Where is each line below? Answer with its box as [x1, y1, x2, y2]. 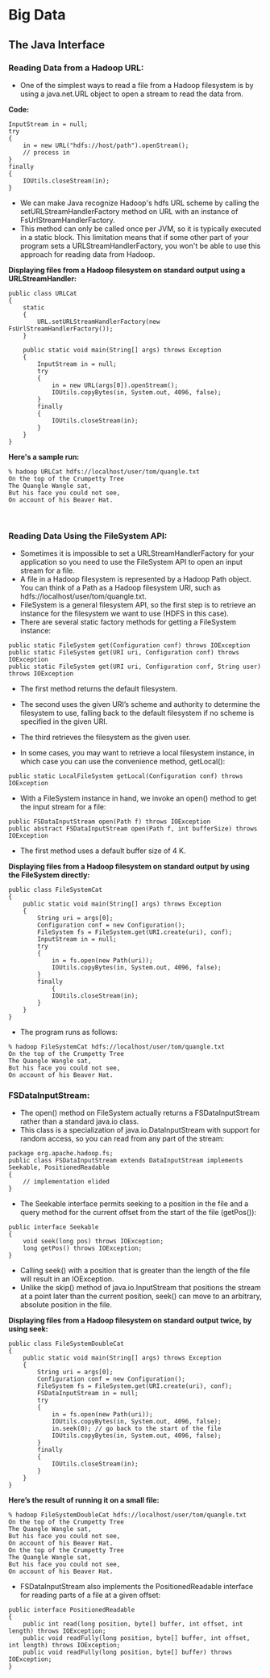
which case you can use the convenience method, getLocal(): [19, 757, 226, 767]
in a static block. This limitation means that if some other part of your [19, 232, 249, 242]
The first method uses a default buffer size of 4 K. [19, 846, 187, 856]
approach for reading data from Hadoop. [19, 249, 156, 259]
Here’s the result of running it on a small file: [8, 1495, 160, 1505]
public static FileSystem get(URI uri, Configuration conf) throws [8, 649, 240, 657]
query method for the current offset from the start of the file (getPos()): [19, 1208, 256, 1217]
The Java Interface [8, 38, 106, 52]
